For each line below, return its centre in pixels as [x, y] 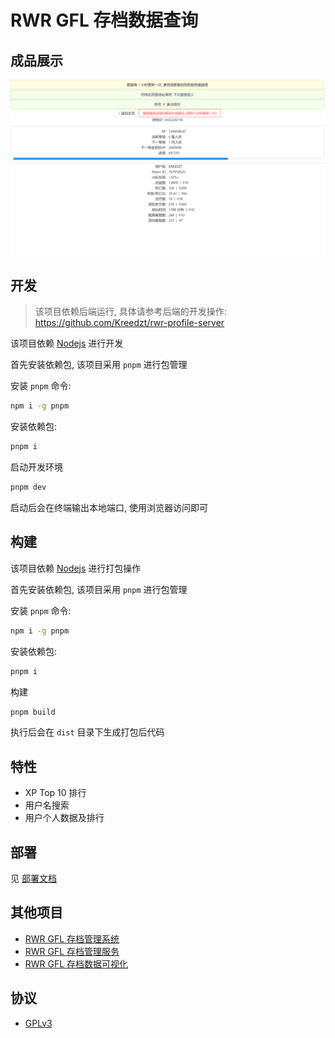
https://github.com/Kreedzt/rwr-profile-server [129, 323]
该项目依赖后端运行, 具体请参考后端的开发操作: [130, 312]
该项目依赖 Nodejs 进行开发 [67, 343]
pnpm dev [28, 487]
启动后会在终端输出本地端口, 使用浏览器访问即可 [109, 507]
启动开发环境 [36, 467]
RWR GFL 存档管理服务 [72, 951]
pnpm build [33, 712]
